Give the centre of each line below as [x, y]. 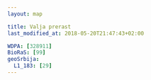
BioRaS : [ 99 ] [27, 53]
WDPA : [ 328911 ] [30, 46]
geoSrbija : [23, 59]
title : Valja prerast [39, 27]
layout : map [25, 14]
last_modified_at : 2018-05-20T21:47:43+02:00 [75, 33]
